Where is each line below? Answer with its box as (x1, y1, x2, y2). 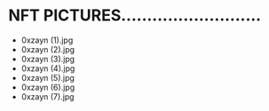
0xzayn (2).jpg (20, 44, 75, 54)
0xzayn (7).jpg (20, 91, 75, 102)
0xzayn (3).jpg (20, 53, 75, 64)
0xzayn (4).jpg (20, 63, 75, 74)
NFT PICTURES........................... (8, 5, 262, 26)
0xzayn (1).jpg (20, 35, 74, 45)
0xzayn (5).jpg (20, 72, 75, 83)
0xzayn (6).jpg (20, 82, 75, 92)
